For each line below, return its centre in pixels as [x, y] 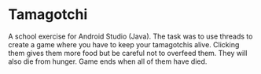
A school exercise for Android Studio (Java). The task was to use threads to [130, 36]
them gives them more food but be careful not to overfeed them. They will [128, 53]
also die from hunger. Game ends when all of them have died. [108, 61]
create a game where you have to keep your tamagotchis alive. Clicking [124, 44]
